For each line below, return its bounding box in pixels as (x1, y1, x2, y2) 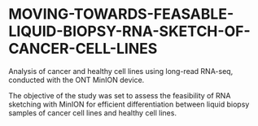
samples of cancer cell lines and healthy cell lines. (8, 107, 177, 118)
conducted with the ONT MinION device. (8, 75, 145, 85)
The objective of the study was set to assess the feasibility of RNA (8, 90, 231, 100)
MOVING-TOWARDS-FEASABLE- (8, 5, 234, 24)
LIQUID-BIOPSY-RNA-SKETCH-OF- (8, 22, 251, 41)
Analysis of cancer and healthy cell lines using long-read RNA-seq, (8, 66, 234, 76)
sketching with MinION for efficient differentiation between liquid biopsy (8, 99, 250, 109)
